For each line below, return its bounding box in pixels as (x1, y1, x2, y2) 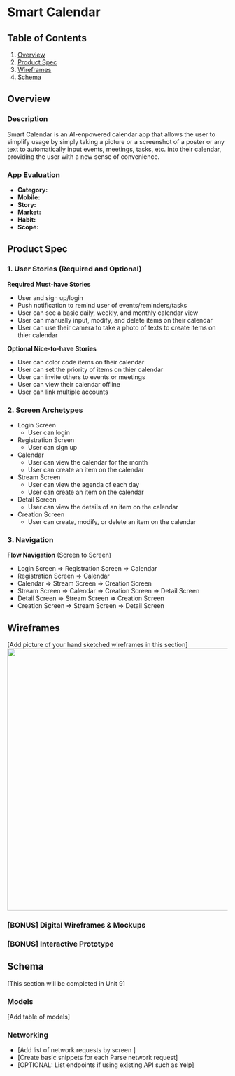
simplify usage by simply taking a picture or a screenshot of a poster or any (7, 137, 225, 146)
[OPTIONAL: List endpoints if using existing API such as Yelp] (17, 1061, 194, 1069)
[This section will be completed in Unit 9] (7, 979, 126, 987)
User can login (27, 428, 71, 437)
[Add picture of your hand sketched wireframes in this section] (7, 641, 188, 649)
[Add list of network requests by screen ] (17, 1046, 136, 1054)
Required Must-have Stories (7, 280, 91, 288)
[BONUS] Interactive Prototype (7, 939, 114, 949)
